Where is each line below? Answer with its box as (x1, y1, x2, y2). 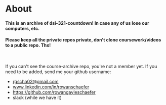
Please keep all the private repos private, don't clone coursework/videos (5, 37, 161, 43)
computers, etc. (5, 25, 39, 31)
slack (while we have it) (12, 94, 62, 100)
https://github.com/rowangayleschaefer (12, 89, 96, 95)
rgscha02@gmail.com (12, 78, 59, 84)
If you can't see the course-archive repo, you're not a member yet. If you (5, 63, 157, 69)
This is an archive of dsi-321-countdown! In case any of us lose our (5, 20, 149, 26)
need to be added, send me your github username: (5, 69, 111, 75)
